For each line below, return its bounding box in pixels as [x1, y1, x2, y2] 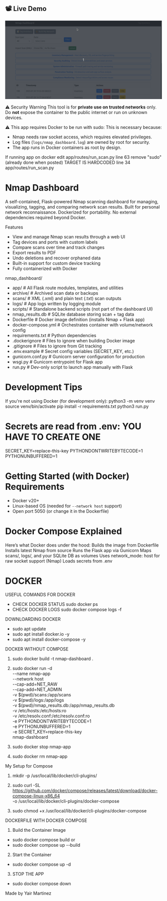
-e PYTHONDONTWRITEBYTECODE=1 [12, 718, 91, 724]
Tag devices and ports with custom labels [12, 239, 98, 245]
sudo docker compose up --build [12, 842, 81, 848]
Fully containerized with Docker [12, 265, 78, 271]
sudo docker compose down [12, 881, 71, 887]
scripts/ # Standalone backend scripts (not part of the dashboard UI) [12, 306, 153, 312]
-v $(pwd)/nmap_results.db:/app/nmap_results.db [12, 702, 115, 708]
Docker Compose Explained [5, 525, 122, 537]
